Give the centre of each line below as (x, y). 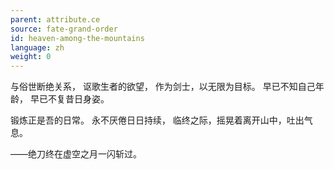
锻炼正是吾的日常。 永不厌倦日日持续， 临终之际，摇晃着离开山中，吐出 (157, 120)
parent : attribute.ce (55, 19)
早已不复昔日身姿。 (69, 99)
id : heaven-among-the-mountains (77, 38)
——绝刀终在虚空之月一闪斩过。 (76, 154)
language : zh (37, 47)
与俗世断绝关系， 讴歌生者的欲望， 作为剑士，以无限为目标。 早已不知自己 (163, 87)
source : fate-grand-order (64, 29)
